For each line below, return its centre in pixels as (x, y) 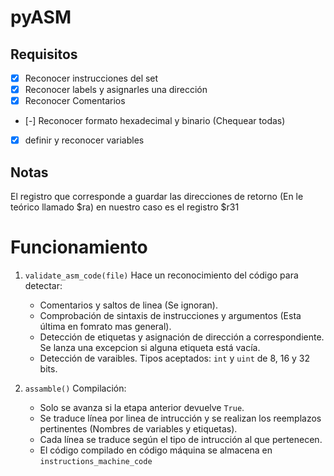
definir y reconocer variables (84, 140)
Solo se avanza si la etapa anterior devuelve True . (142, 407)
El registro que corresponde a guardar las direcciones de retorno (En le (157, 197)
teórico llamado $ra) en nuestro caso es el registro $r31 (125, 207)
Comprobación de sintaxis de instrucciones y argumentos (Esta (170, 315)
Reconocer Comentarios (75, 101)
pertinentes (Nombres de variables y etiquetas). (138, 429)
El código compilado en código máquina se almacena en (156, 450)
